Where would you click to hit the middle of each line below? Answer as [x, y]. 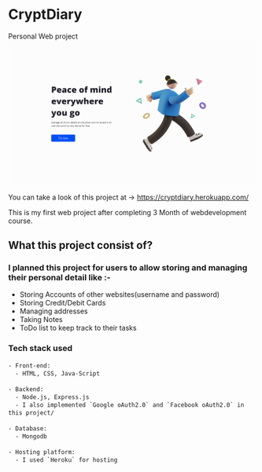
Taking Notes [41, 320]
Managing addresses [54, 311]
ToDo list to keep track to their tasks [78, 328]
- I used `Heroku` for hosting [66, 460]
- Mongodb [31, 436]
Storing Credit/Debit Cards [63, 303]
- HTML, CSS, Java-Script [58, 373]
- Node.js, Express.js [52, 397]
